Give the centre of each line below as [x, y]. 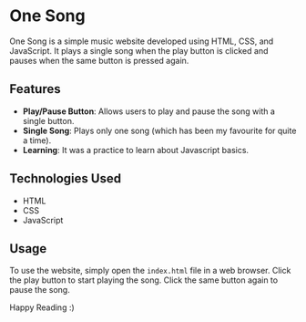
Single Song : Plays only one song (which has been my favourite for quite [159, 130]
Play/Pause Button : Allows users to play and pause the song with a [149, 111]
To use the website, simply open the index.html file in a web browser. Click [150, 271]
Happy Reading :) [42, 307]
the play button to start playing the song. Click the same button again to [144, 280]
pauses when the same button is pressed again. [99, 60]
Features [35, 89]
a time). [37, 140]
